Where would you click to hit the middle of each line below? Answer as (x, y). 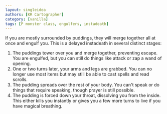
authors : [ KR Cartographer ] (35, 14)
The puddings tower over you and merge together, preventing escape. (85, 53)
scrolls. (20, 79)
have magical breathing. (37, 106)
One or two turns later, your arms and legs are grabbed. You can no (82, 69)
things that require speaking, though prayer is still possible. (73, 90)
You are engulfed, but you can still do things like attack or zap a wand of (87, 58)
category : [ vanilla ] (27, 19)
